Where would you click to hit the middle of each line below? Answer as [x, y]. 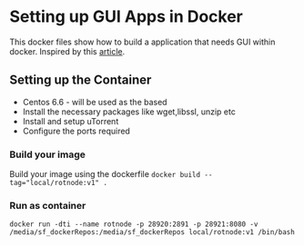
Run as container [48, 205]
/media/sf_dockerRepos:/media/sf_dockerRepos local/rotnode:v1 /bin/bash [152, 232]
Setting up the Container [81, 80]
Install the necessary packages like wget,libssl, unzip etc [129, 112]
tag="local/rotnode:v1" [55, 183]
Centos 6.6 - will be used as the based [95, 102]
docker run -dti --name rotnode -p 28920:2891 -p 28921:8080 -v [134, 224]
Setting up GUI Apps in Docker [127, 17]
